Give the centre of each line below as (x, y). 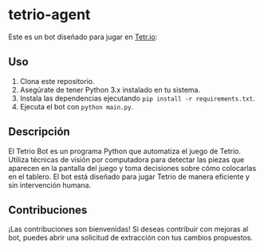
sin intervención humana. (50, 185)
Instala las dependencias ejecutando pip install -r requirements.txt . (137, 98)
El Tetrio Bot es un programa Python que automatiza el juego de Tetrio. (125, 151)
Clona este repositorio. (57, 81)
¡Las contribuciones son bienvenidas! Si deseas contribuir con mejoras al (128, 229)
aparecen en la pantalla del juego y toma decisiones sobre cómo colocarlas (132, 168)
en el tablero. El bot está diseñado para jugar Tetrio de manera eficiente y (129, 177)
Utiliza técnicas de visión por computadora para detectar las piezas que (126, 159)
